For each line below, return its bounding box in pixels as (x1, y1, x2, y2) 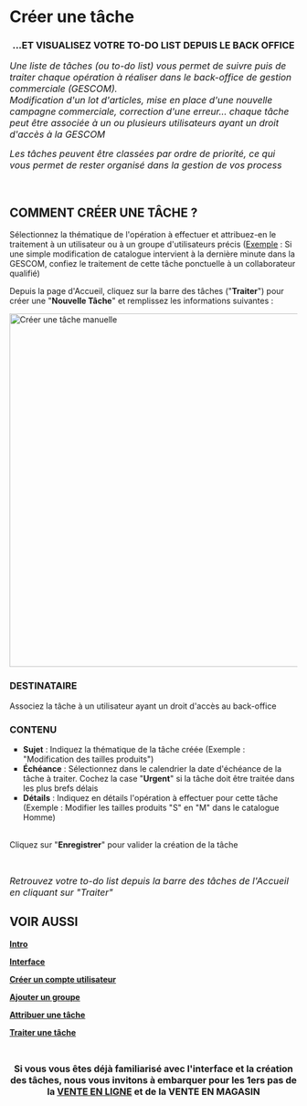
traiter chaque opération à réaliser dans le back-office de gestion (9, 71, 292, 84)
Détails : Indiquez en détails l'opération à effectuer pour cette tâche (22, 792, 279, 803)
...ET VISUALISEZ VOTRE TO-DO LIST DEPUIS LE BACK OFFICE (12, 39, 295, 52)
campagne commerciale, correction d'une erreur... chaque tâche (9, 105, 290, 118)
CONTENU (9, 723, 58, 736)
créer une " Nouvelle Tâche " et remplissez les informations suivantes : (9, 295, 274, 307)
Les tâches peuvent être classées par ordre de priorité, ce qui (9, 148, 276, 161)
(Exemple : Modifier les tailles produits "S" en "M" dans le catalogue (22, 802, 280, 813)
